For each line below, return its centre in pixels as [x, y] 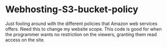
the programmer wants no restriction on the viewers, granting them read [81, 34]
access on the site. [25, 40]
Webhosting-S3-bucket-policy [72, 9]
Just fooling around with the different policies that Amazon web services [81, 24]
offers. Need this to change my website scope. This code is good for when [83, 29]
